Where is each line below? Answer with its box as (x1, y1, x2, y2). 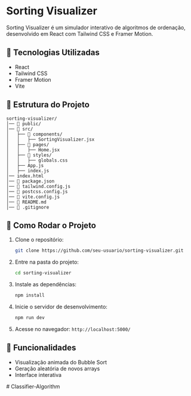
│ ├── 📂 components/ (6, 131, 63, 137)
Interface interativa (14, 371, 61, 378)
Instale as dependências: (14, 281, 76, 288)
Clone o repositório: (14, 236, 64, 243)
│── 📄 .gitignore (6, 204, 50, 210)
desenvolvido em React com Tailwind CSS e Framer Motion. (6, 30, 153, 37)
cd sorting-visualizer (14, 270, 72, 276)
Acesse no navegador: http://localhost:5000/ (14, 325, 131, 332)
